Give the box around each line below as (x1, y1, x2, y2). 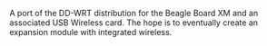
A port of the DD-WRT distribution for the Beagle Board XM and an (9, 8, 259, 18)
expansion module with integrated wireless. (9, 27, 173, 37)
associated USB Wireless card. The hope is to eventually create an (9, 17, 259, 28)
